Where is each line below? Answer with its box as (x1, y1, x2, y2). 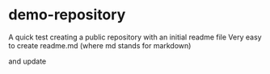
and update (8, 56, 47, 66)
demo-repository (8, 6, 126, 24)
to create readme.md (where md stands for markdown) (8, 40, 192, 50)
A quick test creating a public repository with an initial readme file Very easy (8, 32, 262, 42)
